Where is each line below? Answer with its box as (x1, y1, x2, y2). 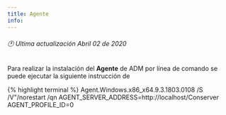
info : (7, 17, 23, 24)
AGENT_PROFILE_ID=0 (7, 100, 74, 109)
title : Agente (7, 10, 50, 18)
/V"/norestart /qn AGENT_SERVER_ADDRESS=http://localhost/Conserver (7, 93, 220, 102)
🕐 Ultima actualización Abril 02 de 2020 (7, 40, 127, 48)
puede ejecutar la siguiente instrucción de (7, 72, 130, 80)
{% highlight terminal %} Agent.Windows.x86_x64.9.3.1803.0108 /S (7, 85, 203, 94)
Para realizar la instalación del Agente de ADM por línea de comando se (7, 64, 218, 72)
